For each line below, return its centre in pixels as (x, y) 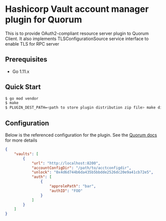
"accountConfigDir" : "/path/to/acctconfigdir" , (82, 168)
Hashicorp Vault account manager (77, 9)
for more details (21, 140)
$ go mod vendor (22, 98)
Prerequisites (26, 60)
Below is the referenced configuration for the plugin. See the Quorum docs (81, 135)
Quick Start (23, 87)
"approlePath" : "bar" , (73, 186)
